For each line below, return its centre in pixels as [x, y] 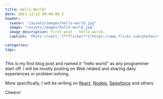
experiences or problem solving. [37, 73]
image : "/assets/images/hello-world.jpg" [52, 28]
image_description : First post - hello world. [57, 32]
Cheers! [13, 92]
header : [13, 18]
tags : [10, 49]
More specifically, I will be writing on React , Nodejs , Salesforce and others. [80, 83]
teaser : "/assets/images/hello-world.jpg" [53, 23]
